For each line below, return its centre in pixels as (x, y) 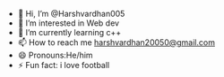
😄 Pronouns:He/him (55, 55)
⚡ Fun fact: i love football (64, 65)
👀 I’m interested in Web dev (68, 23)
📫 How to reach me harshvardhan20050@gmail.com (116, 42)
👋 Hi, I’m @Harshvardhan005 (71, 14)
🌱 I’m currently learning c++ (69, 32)
